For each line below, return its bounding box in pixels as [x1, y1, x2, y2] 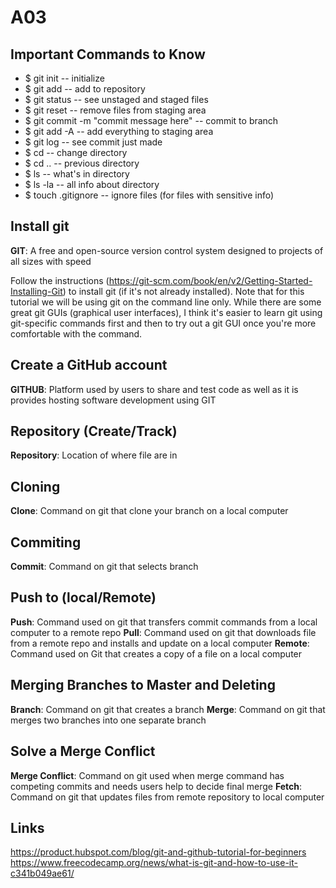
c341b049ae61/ [10, 867, 75, 880]
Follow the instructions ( [10, 274, 110, 286]
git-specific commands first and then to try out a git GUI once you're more [10, 317, 317, 329]
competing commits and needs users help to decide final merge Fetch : [10, 780, 303, 792]
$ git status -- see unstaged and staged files [24, 94, 209, 105]
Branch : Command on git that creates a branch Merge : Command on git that [10, 703, 326, 715]
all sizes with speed [10, 255, 92, 267]
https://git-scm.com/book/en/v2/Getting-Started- [108, 274, 313, 286]
